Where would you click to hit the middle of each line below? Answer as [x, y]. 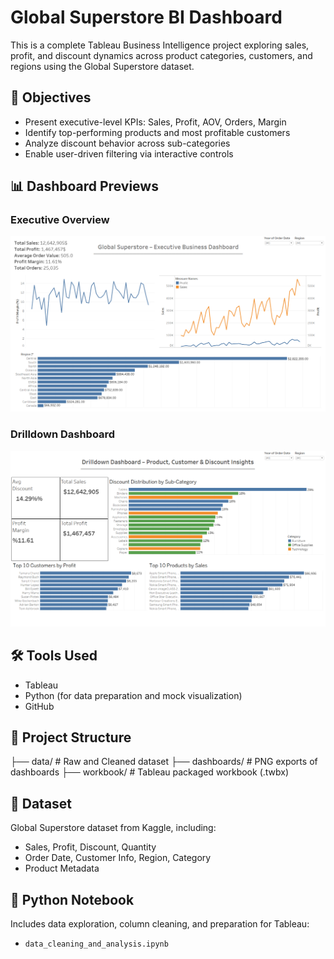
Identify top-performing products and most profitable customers [157, 132]
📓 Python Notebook [72, 899]
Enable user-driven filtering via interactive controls [129, 153]
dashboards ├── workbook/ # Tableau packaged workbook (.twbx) [150, 772]
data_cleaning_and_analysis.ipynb [96, 944]
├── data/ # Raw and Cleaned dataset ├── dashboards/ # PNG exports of [164, 762]
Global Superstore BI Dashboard [146, 17]
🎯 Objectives [51, 97]
